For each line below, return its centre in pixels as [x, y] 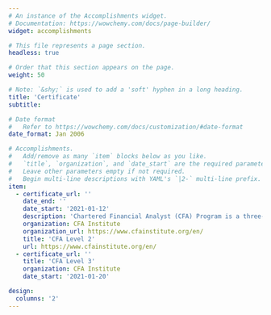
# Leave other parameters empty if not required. [97, 171]
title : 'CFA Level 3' [59, 262]
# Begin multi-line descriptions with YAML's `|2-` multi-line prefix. [135, 178]
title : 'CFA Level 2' [59, 239]
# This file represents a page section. [77, 45]
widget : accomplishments [50, 31]
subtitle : [25, 105]
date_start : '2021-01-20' [67, 277]
